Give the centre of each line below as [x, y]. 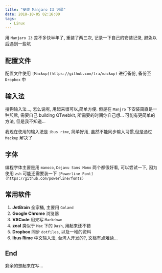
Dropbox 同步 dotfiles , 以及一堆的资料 [52, 231]
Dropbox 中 [16, 80]
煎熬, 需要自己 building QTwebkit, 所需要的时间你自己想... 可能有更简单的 [82, 115]
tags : [11, 19]
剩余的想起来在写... [24, 266]
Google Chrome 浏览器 [35, 213]
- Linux [17, 23]
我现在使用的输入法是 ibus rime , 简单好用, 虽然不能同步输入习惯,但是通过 [79, 131]
